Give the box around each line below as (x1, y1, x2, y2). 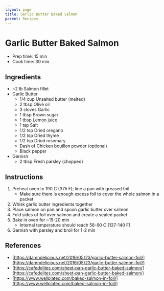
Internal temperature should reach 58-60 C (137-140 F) (19, 222, 131, 228)
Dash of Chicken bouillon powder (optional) (19, 143, 108, 149)
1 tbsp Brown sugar (19, 112, 59, 118)
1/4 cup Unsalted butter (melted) (19, 96, 86, 102)
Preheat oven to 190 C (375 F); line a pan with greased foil (12, 185, 130, 191)
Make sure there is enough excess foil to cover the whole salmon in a (19, 191, 159, 197)
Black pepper (19, 148, 47, 154)
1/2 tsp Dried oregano (19, 128, 64, 134)
